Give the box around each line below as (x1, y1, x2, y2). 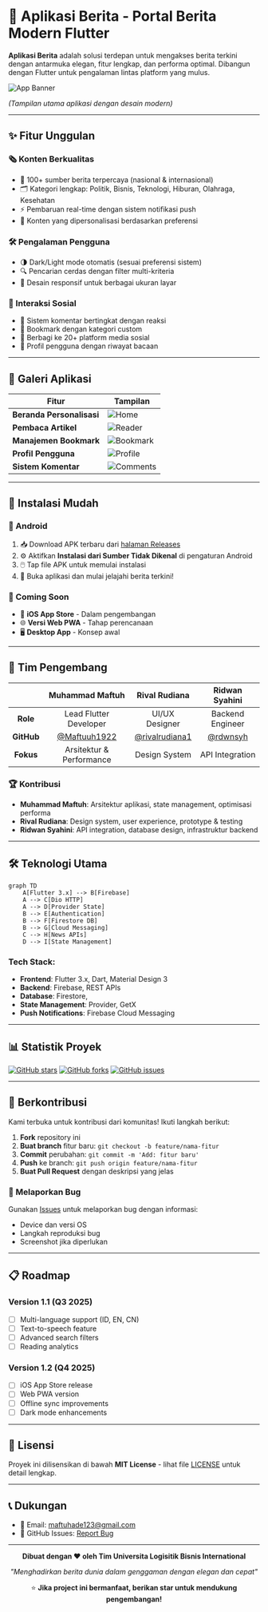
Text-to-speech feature (19, 1324, 97, 1333)
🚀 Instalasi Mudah (8, 497, 99, 510)
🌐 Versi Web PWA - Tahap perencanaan (19, 618, 154, 628)
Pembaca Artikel (12, 423, 77, 434)
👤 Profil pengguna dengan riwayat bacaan (19, 341, 159, 351)
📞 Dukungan (8, 1499, 68, 1512)
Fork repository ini (19, 1132, 81, 1142)
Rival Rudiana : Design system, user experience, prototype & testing (19, 816, 243, 826)
